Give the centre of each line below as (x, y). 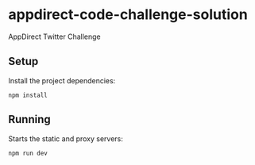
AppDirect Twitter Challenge (54, 36)
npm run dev (28, 153)
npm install (28, 95)
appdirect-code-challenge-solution (128, 15)
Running (30, 119)
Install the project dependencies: (62, 80)
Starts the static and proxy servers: (66, 138)
